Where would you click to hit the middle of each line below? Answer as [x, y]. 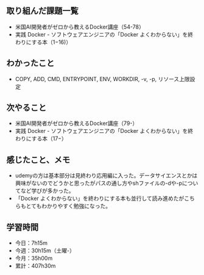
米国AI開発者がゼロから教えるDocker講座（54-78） [79, 27]
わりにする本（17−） [41, 138]
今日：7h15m [31, 243]
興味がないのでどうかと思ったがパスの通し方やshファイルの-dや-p [99, 183]
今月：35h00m [34, 259]
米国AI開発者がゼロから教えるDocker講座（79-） [76, 123]
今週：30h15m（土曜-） [45, 251]
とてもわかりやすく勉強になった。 [69, 206]
